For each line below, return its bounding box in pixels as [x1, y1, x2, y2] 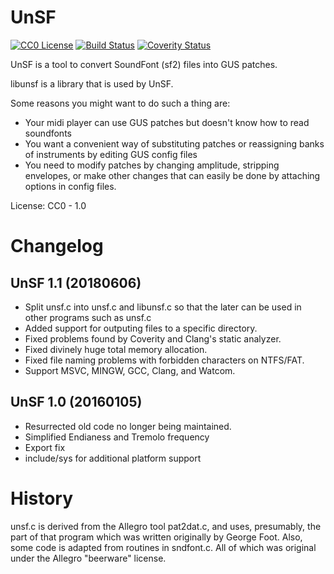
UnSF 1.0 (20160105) [10, 394, 143, 411]
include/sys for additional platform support [24, 452, 202, 464]
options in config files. [24, 180, 117, 192]
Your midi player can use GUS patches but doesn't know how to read [24, 116, 310, 128]
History [10, 487, 74, 510]
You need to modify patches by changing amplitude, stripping [24, 159, 280, 171]
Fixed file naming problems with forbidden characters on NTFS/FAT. [24, 354, 305, 366]
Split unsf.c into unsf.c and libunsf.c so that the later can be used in [24, 301, 302, 313]
